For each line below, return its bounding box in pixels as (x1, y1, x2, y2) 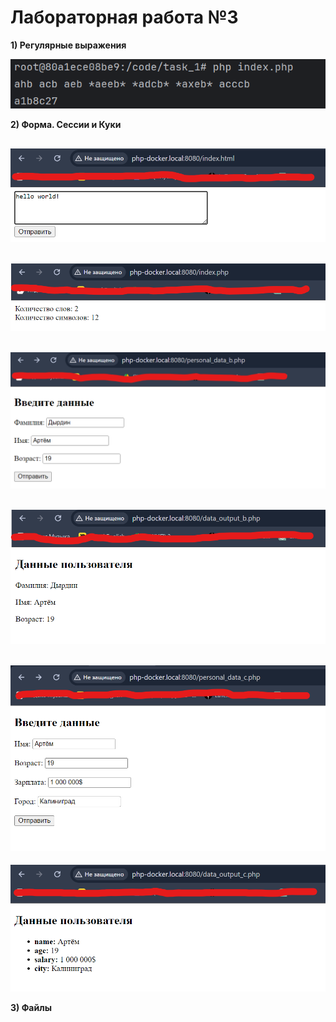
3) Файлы (10, 1002, 52, 1014)
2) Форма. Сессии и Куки (10, 119, 122, 131)
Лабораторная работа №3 (10, 6, 239, 29)
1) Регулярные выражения (10, 39, 127, 51)
